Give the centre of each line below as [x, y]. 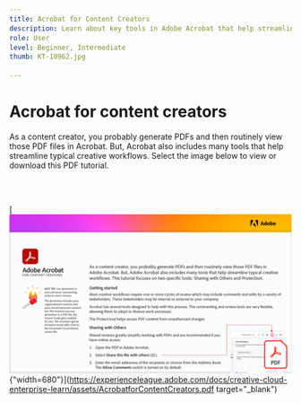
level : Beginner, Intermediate [68, 48]
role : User [30, 38]
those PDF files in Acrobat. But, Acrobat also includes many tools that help [146, 146]
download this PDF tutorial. [59, 165]
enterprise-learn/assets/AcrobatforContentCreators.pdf [112, 390]
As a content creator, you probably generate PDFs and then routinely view [146, 136]
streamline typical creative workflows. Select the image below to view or [143, 155]
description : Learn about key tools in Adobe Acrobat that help [132, 28]
